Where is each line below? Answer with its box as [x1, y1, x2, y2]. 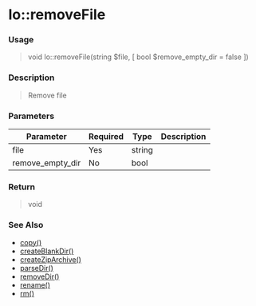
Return [8, 181, 36, 193]
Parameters [8, 110, 54, 121]
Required [89, 131, 124, 142]
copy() [19, 237, 42, 247]
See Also [8, 220, 44, 231]
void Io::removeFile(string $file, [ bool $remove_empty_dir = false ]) [27, 52, 249, 62]
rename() [19, 280, 50, 289]
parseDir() [19, 263, 54, 272]
